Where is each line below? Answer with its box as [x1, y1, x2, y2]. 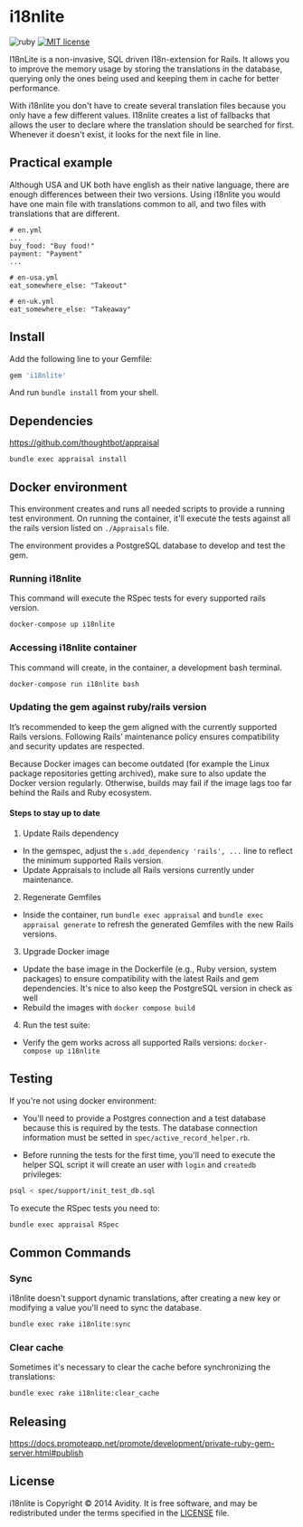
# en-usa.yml [9, 273, 59, 282]
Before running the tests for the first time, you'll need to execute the [22, 1149, 276, 1160]
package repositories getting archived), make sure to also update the [9, 767, 267, 779]
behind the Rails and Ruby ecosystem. [9, 787, 152, 798]
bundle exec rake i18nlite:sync [9, 1320, 131, 1329]
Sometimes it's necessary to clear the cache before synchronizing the [9, 1361, 271, 1372]
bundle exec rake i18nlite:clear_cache [9, 1389, 160, 1399]
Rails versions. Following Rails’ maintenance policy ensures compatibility [9, 731, 280, 742]
